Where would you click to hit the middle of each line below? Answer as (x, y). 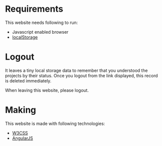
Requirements (34, 9)
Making (21, 110)
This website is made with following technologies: (55, 124)
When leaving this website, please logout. (47, 90)
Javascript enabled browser (40, 32)
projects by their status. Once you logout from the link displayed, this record (81, 75)
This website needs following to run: (41, 22)
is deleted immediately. (28, 81)
